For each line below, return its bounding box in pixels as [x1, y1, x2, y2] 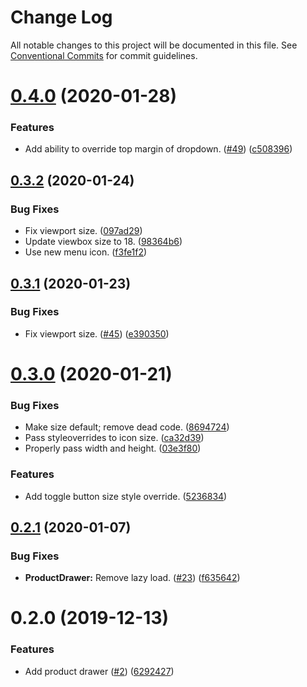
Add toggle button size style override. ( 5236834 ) [24, 490, 228, 502]
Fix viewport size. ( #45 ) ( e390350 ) [24, 327, 170, 340]
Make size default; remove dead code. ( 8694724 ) [24, 421, 230, 433]
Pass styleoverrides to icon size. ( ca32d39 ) [24, 432, 205, 444]
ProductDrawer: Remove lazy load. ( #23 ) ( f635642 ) [24, 572, 241, 584]
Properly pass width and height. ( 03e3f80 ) [24, 442, 202, 455]
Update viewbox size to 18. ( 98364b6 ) [24, 236, 183, 248]
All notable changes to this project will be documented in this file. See [10, 39, 298, 51]
